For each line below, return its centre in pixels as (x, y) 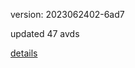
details (24, 53)
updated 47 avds (45, 33)
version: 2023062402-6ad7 (67, 14)
